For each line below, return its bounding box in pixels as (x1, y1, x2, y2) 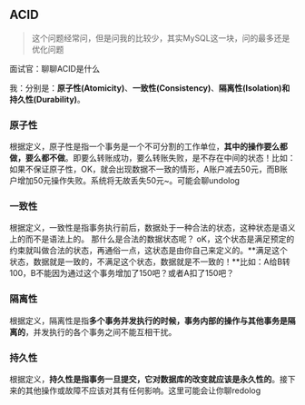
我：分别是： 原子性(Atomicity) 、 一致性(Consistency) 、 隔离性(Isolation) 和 (9, 82, 290, 94)
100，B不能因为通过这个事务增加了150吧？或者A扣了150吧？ (9, 268, 234, 279)
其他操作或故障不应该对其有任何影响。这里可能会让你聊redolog (25, 385, 261, 396)
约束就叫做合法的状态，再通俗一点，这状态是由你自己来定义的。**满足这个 (9, 245, 289, 256)
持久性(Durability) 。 (9, 94, 86, 104)
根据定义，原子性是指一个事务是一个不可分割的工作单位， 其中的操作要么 (9, 141, 280, 153)
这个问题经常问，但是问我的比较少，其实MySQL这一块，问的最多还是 (31, 32, 290, 44)
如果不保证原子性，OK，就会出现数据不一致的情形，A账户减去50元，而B (9, 163, 280, 175)
